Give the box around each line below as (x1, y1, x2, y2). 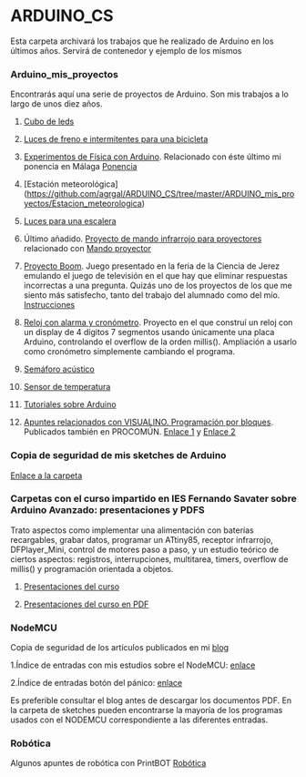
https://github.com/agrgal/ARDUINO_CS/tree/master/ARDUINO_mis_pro (26, 189, 295, 199)
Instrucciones (23, 300, 76, 311)
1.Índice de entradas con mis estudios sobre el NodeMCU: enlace (10, 659, 256, 670)
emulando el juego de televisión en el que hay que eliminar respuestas (23, 271, 288, 281)
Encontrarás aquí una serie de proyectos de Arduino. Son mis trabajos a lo (10, 88, 290, 100)
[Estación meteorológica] (23, 179, 118, 189)
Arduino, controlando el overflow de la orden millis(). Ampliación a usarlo (23, 336, 297, 347)
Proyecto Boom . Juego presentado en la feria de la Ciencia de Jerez (23, 261, 280, 271)
